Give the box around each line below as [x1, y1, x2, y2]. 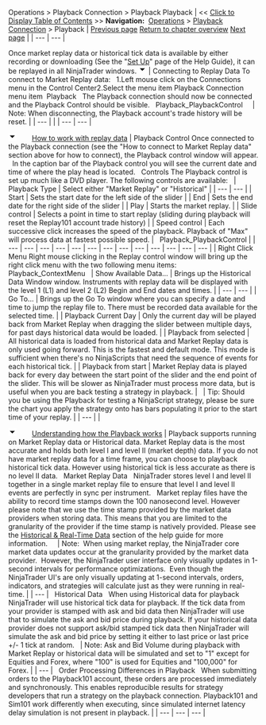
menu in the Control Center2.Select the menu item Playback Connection [8, 84, 245, 92]
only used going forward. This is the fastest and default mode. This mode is [8, 345, 256, 354]
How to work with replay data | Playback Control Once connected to [31, 134, 255, 142]
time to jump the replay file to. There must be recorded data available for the [8, 302, 258, 312]
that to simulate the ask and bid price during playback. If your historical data [8, 615, 258, 624]
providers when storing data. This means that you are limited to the [8, 513, 228, 523]
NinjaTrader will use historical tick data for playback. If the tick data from [8, 598, 245, 607]
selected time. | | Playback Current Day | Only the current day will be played [8, 311, 256, 320]
